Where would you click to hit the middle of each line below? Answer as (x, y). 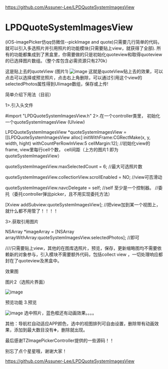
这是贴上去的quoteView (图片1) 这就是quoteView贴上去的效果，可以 (84, 71)
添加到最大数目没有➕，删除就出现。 (51, 329)
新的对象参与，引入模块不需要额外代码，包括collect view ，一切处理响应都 (86, 254)
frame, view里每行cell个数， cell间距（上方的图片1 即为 (62, 149)
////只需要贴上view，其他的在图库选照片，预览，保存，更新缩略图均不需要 (81, 248)
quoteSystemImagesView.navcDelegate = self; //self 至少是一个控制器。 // (82, 188)
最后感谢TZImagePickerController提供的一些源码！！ (60, 340)
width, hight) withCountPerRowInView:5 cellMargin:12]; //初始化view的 (78, 143)
